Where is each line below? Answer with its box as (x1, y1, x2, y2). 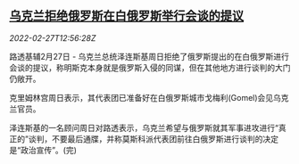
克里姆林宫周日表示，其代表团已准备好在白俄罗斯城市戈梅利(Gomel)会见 (9, 92, 274, 102)
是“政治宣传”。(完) (9, 144, 78, 155)
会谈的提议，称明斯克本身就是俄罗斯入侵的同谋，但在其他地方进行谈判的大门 (9, 61, 291, 73)
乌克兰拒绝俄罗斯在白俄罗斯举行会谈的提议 (9, 8, 244, 24)
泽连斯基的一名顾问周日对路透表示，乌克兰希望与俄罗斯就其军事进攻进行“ (9, 122, 279, 133)
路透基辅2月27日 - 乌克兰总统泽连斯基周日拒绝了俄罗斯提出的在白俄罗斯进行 (9, 51, 290, 61)
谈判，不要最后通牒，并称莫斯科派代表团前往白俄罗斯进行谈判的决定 (28, 133, 279, 144)
